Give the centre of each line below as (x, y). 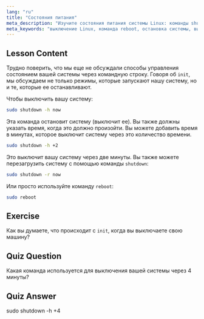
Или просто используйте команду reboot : (60, 186)
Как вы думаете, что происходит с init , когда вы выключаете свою (95, 231)
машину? (18, 237)
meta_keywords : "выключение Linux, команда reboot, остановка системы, (99, 29)
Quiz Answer (31, 296)
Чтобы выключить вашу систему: (49, 99)
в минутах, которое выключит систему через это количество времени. (99, 134)
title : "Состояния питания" (42, 18)
